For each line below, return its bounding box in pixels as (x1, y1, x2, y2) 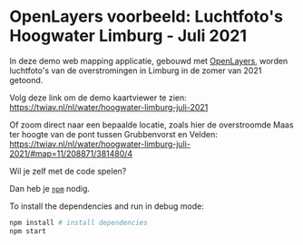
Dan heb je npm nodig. (9, 183, 91, 193)
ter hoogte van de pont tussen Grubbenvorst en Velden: (9, 128, 218, 139)
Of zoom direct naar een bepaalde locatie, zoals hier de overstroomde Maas (9, 119, 294, 130)
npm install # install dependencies (9, 218, 148, 227)
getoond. (9, 74, 44, 85)
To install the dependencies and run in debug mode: (9, 201, 204, 212)
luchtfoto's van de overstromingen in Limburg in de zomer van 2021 (9, 65, 262, 76)
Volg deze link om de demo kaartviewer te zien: (9, 92, 188, 103)
